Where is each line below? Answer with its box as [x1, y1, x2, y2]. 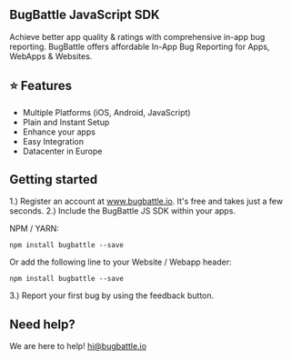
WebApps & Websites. [9, 50, 93, 62]
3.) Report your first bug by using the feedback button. [9, 290, 215, 301]
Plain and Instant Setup [22, 116, 110, 127]
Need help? [9, 316, 76, 332]
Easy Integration [22, 135, 85, 146]
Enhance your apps [22, 126, 96, 137]
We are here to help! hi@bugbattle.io [9, 341, 147, 352]
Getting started [9, 172, 98, 187]
